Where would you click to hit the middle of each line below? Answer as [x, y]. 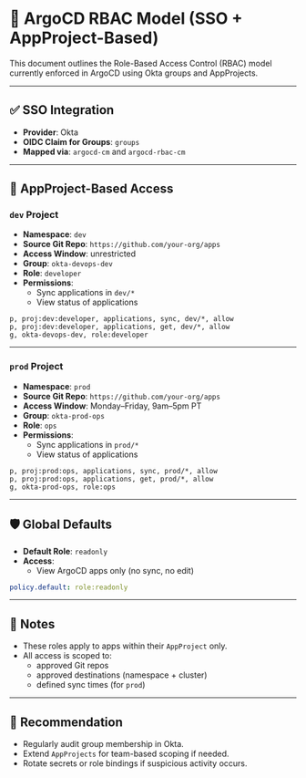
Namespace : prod [56, 386]
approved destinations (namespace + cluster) [122, 675]
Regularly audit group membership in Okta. [103, 744]
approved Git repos [72, 666]
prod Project [36, 367]
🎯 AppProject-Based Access [92, 189]
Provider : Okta [51, 132]
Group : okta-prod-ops [63, 415]
